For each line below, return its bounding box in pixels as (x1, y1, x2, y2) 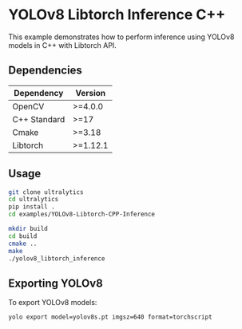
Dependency (14, 87, 64, 98)
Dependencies (8, 64, 82, 77)
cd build (8, 232, 38, 240)
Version (75, 87, 106, 98)
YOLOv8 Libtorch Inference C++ (8, 6, 226, 24)
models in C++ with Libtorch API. (8, 40, 117, 50)
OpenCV (12, 101, 45, 112)
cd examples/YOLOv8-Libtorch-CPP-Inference (8, 210, 156, 219)
